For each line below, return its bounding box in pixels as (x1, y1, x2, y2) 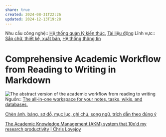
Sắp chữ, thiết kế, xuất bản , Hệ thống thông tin (5, 35, 101, 41)
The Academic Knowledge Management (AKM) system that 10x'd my (5, 121, 147, 127)
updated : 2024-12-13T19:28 (5, 16, 61, 21)
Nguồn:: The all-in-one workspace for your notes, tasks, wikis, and (5, 96, 143, 102)
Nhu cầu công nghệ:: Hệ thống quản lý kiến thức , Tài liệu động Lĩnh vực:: (5, 30, 156, 36)
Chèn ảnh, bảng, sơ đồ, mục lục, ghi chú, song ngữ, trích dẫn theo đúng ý (5, 111, 157, 117)
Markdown (5, 74, 51, 85)
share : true (5, 7, 30, 12)
